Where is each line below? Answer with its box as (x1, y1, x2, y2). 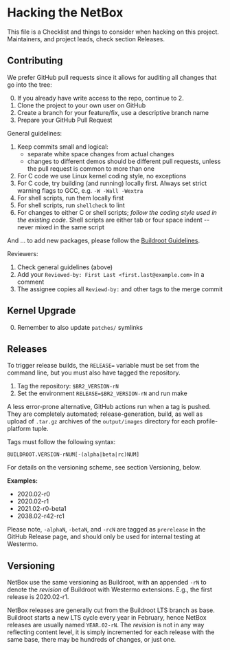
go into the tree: (7, 81, 53, 89)
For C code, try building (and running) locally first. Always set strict (16, 179, 207, 187)
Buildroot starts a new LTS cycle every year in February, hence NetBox (7, 614, 207, 622)
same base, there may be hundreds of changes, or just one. (7, 636, 176, 644)
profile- (196, 417, 218, 426)
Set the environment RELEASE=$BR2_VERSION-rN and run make (16, 389, 187, 397)
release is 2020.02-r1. (7, 593, 69, 601)
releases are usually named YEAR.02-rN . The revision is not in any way (7, 621, 205, 629)
